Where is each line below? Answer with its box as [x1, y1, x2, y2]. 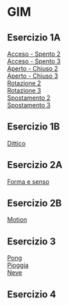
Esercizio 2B [7, 198, 62, 209]
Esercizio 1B [7, 121, 60, 133]
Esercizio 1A [7, 32, 61, 43]
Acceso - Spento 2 [7, 50, 61, 58]
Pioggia [7, 261, 29, 269]
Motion [7, 215, 28, 224]
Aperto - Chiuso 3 [7, 72, 59, 80]
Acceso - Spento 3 [7, 57, 61, 65]
